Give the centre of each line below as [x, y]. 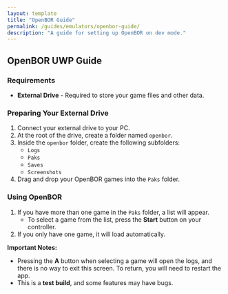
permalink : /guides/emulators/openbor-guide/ [73, 26]
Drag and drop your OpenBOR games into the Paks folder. [99, 179]
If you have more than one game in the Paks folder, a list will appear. [113, 212]
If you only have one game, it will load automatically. [91, 234]
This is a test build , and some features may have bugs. [95, 282]
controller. [42, 227]
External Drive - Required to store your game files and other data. [111, 95]
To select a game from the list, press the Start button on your [114, 219]
